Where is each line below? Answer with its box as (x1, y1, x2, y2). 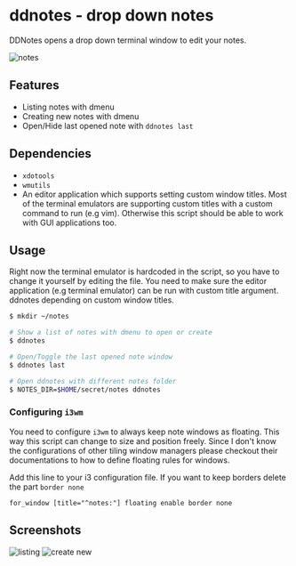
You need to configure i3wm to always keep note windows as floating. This (9, 426, 280, 437)
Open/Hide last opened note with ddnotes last (21, 120, 194, 131)
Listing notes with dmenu (21, 101, 116, 112)
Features (9, 77, 60, 93)
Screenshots (9, 522, 82, 538)
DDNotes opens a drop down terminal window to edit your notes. (9, 35, 247, 45)
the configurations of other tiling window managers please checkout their (9, 445, 278, 456)
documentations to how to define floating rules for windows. (9, 455, 230, 465)
